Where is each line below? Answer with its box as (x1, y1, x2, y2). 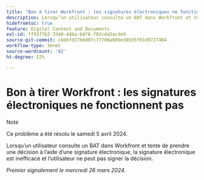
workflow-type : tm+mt (6, 43, 61, 49)
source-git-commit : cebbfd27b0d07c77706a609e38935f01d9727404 (6, 37, 167, 43)
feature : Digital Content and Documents (6, 25, 110, 32)
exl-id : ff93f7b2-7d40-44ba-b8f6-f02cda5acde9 (6, 32, 126, 38)
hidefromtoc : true (6, 20, 53, 26)
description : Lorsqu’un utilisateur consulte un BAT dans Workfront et (6, 15, 191, 21)
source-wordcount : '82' (6, 48, 67, 55)
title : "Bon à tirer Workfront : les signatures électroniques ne (6, 8, 178, 15)
